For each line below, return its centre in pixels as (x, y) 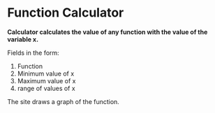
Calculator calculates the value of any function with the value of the (107, 32)
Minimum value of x (46, 73)
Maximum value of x (46, 80)
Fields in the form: (33, 53)
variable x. (23, 39)
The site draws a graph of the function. (64, 101)
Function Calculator (66, 13)
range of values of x (46, 88)
